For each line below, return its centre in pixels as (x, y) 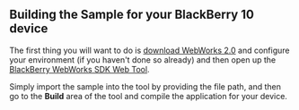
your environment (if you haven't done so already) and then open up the (143, 59)
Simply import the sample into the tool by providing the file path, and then (145, 86)
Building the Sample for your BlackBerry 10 (132, 15)
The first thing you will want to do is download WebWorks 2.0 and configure (149, 50)
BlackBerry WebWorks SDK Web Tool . (79, 69)
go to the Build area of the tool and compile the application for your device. (148, 96)
